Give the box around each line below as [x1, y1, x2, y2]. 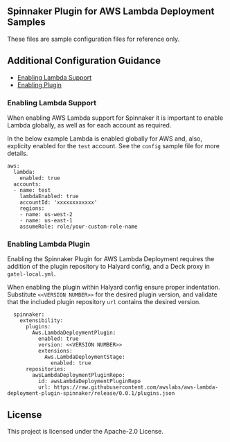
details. [7, 149, 28, 157]
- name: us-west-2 [19, 211, 73, 218]
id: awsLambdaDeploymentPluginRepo [37, 378, 141, 385]
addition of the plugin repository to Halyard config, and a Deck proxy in [7, 263, 210, 271]
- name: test [13, 186, 51, 193]
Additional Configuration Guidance [7, 55, 161, 67]
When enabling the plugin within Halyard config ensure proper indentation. [7, 283, 220, 292]
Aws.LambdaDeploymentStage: [44, 353, 126, 361]
